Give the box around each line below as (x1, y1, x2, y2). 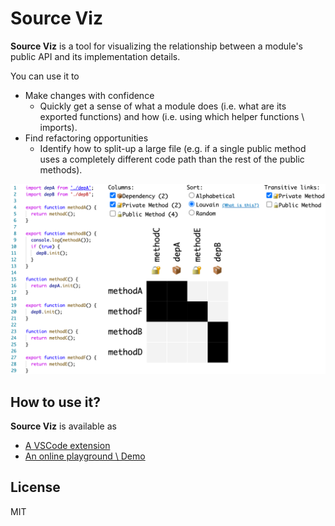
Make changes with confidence (24, 89, 155, 101)
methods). (39, 163, 83, 176)
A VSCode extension (24, 439, 111, 451)
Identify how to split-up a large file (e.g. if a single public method (39, 142, 307, 154)
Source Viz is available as (10, 420, 117, 432)
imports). (39, 121, 78, 133)
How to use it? (10, 393, 101, 411)
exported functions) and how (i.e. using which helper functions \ (39, 110, 305, 122)
